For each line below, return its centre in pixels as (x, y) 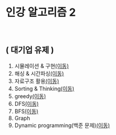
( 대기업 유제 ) (30, 50)
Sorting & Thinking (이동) (44, 88)
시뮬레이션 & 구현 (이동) (41, 66)
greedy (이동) (30, 96)
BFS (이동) (26, 111)
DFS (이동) (27, 104)
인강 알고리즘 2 (41, 12)
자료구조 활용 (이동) (37, 81)
